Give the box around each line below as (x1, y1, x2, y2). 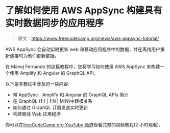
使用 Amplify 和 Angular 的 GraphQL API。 (9, 70, 99, 76)
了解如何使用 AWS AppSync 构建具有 (5, 5, 162, 16)
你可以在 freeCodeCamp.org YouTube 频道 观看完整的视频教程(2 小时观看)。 (5, 121, 163, 128)
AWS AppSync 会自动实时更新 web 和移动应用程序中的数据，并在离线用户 (5, 46, 161, 52)
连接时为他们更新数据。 (9, 52, 59, 59)
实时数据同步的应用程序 (5, 17, 104, 29)
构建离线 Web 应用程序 (12, 110, 61, 117)
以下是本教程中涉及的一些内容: (5, 80, 70, 87)
